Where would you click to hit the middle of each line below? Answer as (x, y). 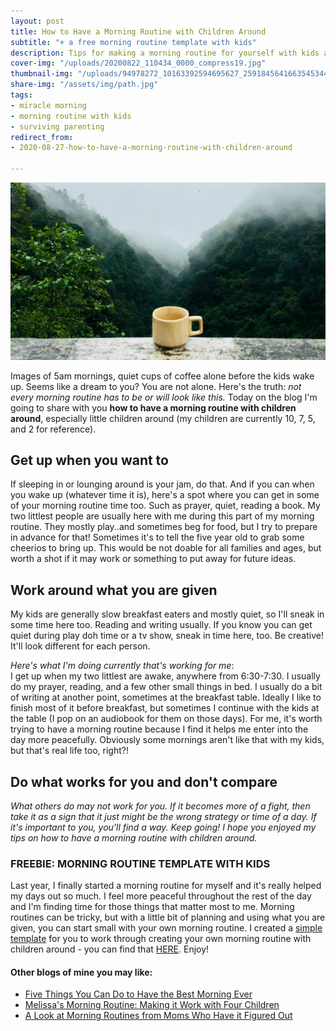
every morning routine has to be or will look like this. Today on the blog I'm (164, 397)
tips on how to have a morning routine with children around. (134, 837)
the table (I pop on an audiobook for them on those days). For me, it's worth (166, 719)
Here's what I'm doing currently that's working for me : (122, 666)
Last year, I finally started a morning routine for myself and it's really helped (166, 886)
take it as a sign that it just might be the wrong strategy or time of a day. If (163, 816)
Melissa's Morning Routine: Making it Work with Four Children (152, 1005)
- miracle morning (48, 105)
